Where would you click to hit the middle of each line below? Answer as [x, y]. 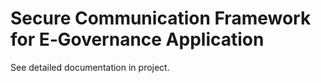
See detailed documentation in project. [90, 67]
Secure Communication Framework [161, 18]
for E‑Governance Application [137, 39]
